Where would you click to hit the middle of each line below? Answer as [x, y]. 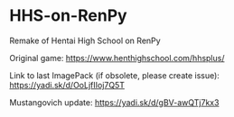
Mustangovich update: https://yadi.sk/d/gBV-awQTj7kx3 [114, 102]
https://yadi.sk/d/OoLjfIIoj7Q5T [67, 85]
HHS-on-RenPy [69, 16]
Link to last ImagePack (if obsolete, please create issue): [114, 75]
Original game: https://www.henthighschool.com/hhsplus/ [117, 58]
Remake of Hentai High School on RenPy [85, 40]
